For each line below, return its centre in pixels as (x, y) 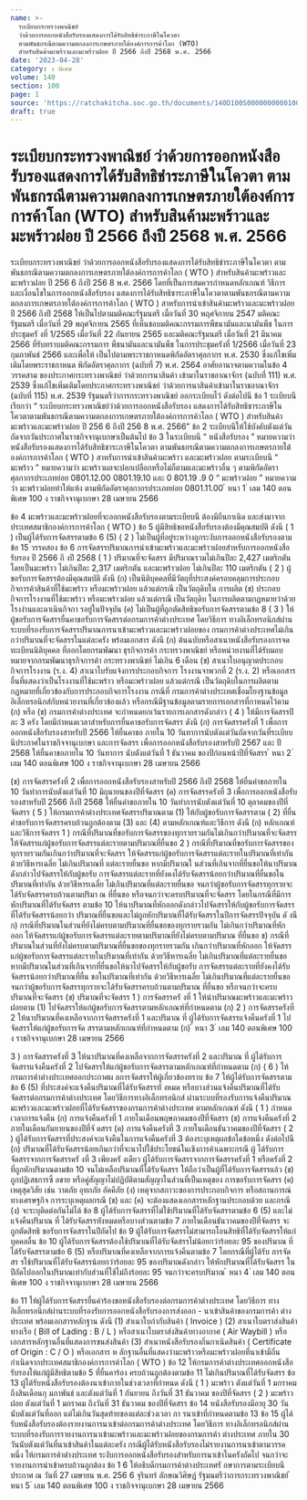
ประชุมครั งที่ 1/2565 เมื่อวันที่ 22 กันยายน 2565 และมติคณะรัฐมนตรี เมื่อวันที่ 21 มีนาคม (146, 334)
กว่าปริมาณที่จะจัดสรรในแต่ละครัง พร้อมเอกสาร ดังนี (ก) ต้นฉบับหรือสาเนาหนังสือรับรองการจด (150, 640)
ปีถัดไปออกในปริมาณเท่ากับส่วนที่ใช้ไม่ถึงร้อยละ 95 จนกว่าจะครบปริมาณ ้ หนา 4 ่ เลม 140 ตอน (153, 1272)
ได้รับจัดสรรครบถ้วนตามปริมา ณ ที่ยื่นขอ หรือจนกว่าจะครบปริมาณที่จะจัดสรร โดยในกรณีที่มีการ (151, 895)
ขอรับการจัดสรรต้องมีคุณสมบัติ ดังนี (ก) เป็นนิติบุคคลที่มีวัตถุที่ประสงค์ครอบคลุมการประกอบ (145, 578)
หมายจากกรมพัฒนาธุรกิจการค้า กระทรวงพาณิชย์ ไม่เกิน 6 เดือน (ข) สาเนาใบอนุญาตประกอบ (147, 661)
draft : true (33, 111)
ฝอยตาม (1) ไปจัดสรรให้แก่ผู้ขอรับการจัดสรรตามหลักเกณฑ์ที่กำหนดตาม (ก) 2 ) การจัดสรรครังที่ (153, 1007)
